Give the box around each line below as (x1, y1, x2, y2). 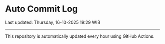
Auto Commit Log (5, 3, 78, 15)
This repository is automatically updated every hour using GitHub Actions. (5, 33, 155, 39)
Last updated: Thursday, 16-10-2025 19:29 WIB (5, 19, 101, 25)
